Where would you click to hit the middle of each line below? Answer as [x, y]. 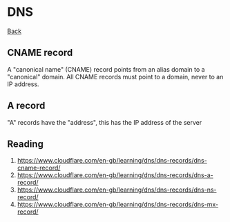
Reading [25, 144]
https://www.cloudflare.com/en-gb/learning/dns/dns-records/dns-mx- [118, 205]
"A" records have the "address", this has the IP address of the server [105, 122]
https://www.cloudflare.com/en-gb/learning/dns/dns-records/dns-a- [115, 175]
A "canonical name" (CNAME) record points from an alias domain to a [106, 69]
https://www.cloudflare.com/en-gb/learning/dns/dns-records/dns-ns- [117, 190]
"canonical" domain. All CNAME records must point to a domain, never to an [115, 77]
